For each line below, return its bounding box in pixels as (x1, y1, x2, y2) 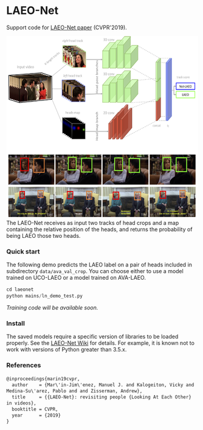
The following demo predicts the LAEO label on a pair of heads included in (6, 261, 193, 268)
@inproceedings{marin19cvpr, (6, 375, 80, 382)
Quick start (6, 247, 41, 255)
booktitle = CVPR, (12, 406, 59, 412)
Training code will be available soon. (6, 303, 98, 311)
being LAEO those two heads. (6, 232, 81, 239)
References (6, 361, 41, 370)
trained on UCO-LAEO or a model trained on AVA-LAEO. (6, 274, 146, 282)
